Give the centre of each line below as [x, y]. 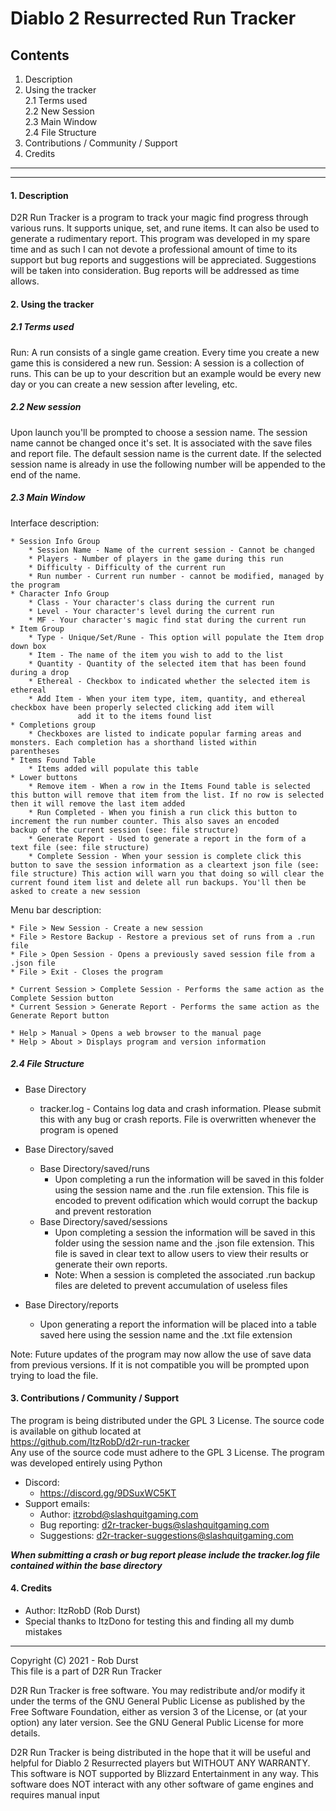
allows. [25, 281]
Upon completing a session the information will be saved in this [185, 1232]
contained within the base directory [86, 1565]
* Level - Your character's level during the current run [151, 611]
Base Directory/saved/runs [94, 1168]
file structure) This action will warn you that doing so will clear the [167, 873]
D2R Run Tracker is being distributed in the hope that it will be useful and [161, 1753]
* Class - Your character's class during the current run [151, 602]
